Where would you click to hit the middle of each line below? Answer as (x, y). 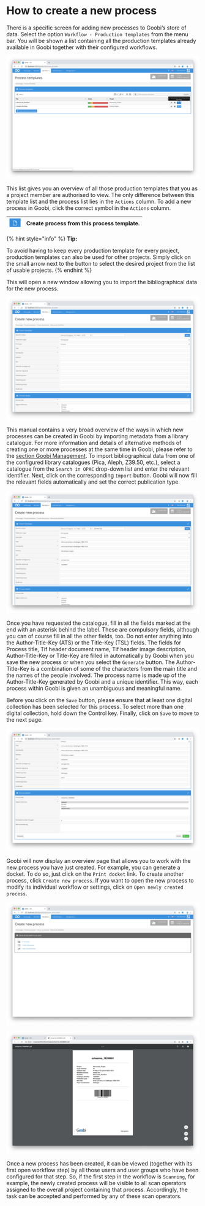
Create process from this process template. (83, 223)
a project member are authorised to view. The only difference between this (100, 195)
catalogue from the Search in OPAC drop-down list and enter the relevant (98, 469)
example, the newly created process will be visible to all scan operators (96, 1183)
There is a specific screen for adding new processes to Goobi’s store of (96, 28)
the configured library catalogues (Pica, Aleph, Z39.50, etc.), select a (93, 462)
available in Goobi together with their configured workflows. (82, 47)
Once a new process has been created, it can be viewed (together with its (99, 1164)
